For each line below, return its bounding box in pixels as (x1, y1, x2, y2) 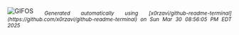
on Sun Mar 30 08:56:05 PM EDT (139, 15, 232, 23)
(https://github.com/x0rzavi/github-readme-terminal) (7, 15, 137, 23)
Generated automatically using (43, 10, 139, 17)
